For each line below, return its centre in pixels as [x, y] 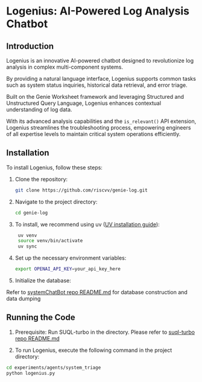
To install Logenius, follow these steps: [54, 168]
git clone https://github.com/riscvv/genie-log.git [81, 190]
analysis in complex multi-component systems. [65, 67]
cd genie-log [31, 213]
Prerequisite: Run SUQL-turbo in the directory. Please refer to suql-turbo [105, 332]
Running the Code [41, 318]
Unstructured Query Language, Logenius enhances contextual [84, 103]
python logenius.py [31, 373]
